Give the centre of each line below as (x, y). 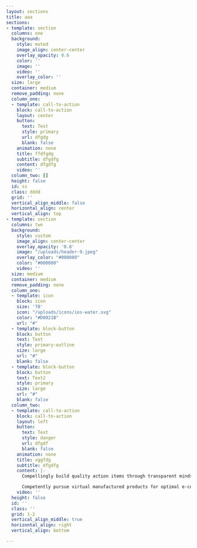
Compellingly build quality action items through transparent (99, 476)
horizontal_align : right (42, 525)
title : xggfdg (34, 460)
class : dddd (26, 192)
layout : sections (27, 11)
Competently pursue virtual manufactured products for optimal (101, 487)
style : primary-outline (46, 345)
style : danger (39, 438)
